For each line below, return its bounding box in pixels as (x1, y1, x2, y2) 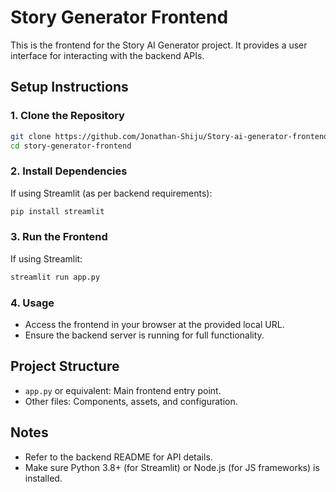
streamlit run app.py (10, 272, 101, 282)
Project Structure (10, 358, 120, 375)
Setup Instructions (10, 79, 129, 96)
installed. (24, 472, 63, 484)
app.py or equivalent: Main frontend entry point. (24, 384, 222, 396)
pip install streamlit (10, 206, 105, 216)
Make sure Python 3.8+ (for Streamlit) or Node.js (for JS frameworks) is (24, 461, 320, 473)
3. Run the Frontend (10, 230, 108, 244)
